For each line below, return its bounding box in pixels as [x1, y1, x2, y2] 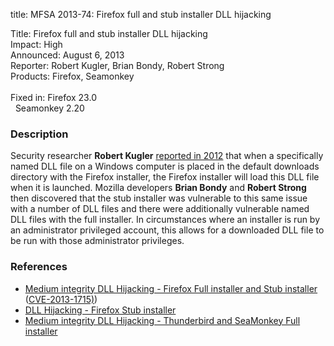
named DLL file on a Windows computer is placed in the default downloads [10, 160, 320, 173]
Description [10, 127, 69, 141]
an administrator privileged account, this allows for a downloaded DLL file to [10, 224, 325, 236]
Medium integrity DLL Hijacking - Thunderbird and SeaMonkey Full [24, 314, 301, 326]
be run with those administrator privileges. [10, 235, 185, 247]
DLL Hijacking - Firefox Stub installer [24, 304, 177, 316]
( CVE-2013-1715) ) [24, 293, 98, 305]
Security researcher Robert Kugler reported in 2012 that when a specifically [10, 150, 324, 162]
